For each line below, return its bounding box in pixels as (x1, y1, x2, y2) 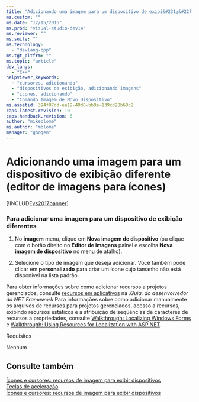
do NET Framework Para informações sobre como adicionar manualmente (6, 296, 188, 303)
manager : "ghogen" (6, 129, 52, 136)
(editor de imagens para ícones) (6, 180, 166, 194)
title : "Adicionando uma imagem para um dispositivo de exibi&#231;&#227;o (6, 8, 197, 15)
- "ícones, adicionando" (11, 91, 73, 97)
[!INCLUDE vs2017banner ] (6, 199, 69, 207)
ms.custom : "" (6, 14, 41, 20)
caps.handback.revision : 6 (6, 113, 73, 119)
